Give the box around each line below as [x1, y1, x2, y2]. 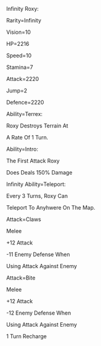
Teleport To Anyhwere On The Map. [6, 204, 96, 211]
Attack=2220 [6, 75, 39, 82]
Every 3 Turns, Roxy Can [6, 193, 68, 199]
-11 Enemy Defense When [6, 251, 70, 258]
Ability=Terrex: [6, 111, 43, 117]
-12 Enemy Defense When [6, 309, 71, 316]
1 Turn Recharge [6, 333, 47, 340]
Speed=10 [6, 52, 32, 59]
